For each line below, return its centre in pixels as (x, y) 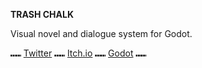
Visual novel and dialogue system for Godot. (101, 33)
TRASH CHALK (42, 14)
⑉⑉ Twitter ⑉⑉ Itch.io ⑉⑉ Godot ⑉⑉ (78, 53)
